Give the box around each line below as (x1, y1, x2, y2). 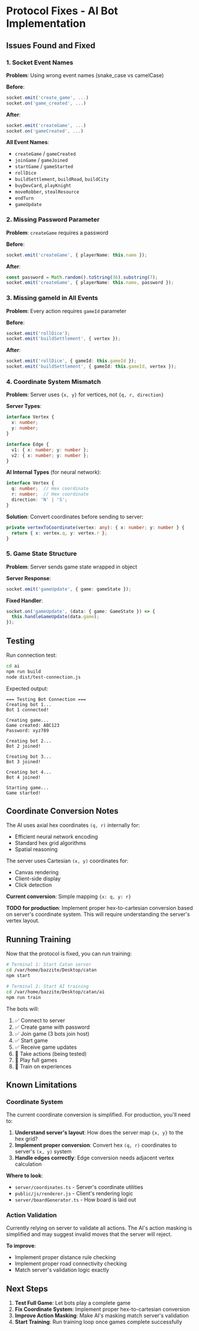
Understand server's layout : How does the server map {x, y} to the (14, 1129, 184, 1136)
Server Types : (6, 403, 42, 410)
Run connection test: (6, 652, 57, 659)
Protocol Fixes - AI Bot (6, 4, 118, 18)
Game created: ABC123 (6, 722, 60, 728)
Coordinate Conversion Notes (6, 806, 119, 816)
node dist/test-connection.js (6, 674, 81, 680)
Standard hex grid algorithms (14, 839, 86, 847)
